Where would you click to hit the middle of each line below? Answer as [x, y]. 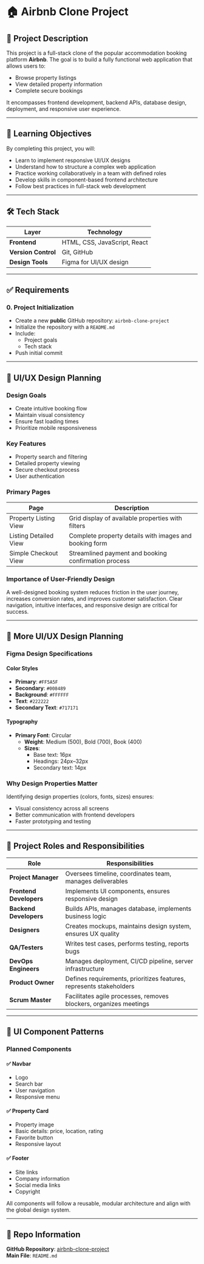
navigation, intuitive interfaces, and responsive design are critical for [92, 605]
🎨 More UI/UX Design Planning [65, 637]
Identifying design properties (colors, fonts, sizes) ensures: [80, 796]
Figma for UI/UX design [95, 262]
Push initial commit [39, 353]
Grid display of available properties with [125, 518]
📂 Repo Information [43, 1234]
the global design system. [39, 1210]
